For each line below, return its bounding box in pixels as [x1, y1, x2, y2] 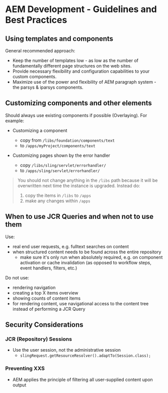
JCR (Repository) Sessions [5, 335, 72, 343]
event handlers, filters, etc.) [20, 265, 77, 271]
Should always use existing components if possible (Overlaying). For [5, 112, 147, 118]
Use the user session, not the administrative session [12, 347, 121, 353]
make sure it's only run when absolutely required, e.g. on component [20, 254, 163, 260]
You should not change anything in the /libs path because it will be [17, 177, 158, 183]
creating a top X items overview [12, 290, 78, 296]
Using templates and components [5, 34, 114, 43]
